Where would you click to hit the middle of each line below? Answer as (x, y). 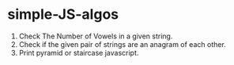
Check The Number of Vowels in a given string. (96, 36)
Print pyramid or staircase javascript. (79, 52)
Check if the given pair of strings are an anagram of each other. (122, 44)
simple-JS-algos (63, 14)
